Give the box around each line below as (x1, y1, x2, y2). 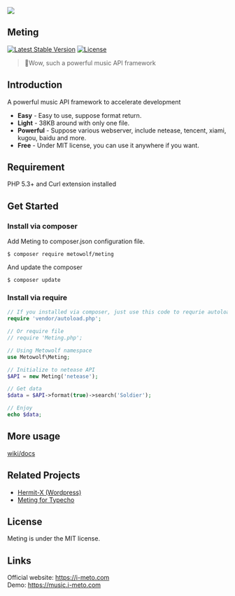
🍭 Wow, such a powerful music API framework (24, 58, 156, 67)
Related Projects (7, 470, 80, 482)
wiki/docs (7, 449, 36, 457)
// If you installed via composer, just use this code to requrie (7, 309, 205, 316)
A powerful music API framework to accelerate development (7, 97, 181, 106)
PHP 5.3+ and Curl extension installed (7, 180, 117, 189)
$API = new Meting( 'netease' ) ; (7, 372, 99, 380)
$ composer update (7, 277, 61, 284)
